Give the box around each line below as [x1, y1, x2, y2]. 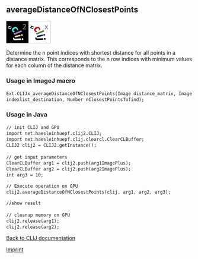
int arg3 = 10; [6, 172, 44, 178]
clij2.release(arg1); [6, 218, 60, 225]
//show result [6, 200, 41, 207]
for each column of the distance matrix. [6, 62, 103, 69]
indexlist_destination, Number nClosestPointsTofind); [6, 97, 145, 103]
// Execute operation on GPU [6, 184, 78, 189]
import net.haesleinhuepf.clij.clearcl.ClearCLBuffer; [6, 137, 145, 143]
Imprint [6, 246, 24, 253]
